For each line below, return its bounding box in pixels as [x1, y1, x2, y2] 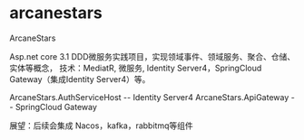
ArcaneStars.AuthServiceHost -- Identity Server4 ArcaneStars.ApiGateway [9, 91, 289, 102]
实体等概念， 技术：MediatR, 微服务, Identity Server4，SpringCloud [9, 62, 262, 73]
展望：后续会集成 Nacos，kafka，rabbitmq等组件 [9, 120, 193, 131]
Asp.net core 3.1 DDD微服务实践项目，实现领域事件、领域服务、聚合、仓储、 [9, 51, 296, 61]
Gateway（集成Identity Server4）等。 [9, 73, 151, 84]
